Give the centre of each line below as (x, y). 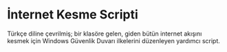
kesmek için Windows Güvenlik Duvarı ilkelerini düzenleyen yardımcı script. (113, 40)
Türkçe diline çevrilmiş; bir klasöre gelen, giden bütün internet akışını (105, 34)
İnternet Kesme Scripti (73, 15)
